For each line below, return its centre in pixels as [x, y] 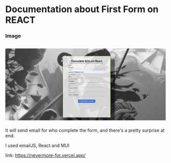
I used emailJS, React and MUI [37, 145]
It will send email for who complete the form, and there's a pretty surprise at [85, 130]
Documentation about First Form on [82, 9]
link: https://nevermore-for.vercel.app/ [45, 155]
